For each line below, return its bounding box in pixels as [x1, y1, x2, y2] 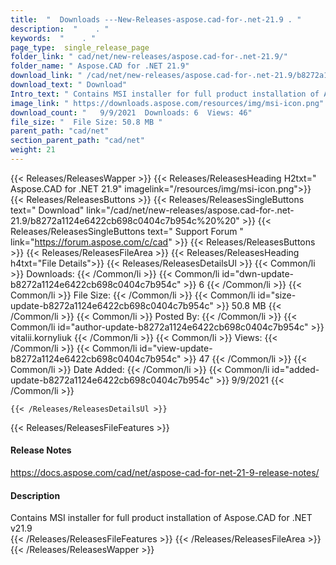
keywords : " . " [10, 33, 97, 43]
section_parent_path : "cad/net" [10, 136, 145, 146]
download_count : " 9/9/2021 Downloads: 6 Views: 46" [10, 107, 253, 118]
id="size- [257, 289, 297, 301]
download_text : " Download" [10, 80, 128, 90]
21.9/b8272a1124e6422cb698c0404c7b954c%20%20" [10, 214, 240, 226]
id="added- [271, 363, 320, 375]
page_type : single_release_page [10, 42, 150, 53]
